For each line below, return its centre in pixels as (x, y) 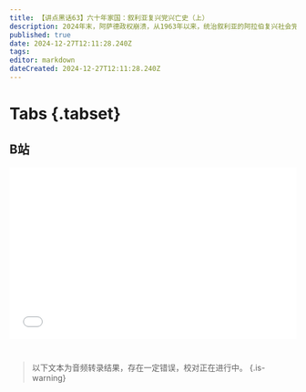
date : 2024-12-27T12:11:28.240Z (71, 43)
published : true (40, 35)
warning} (49, 378)
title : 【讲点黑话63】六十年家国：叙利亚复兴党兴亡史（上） (109, 18)
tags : (20, 52)
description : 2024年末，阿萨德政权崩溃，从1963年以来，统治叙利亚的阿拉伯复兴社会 (151, 26)
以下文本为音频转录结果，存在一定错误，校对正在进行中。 (139, 368)
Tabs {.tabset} (65, 114)
